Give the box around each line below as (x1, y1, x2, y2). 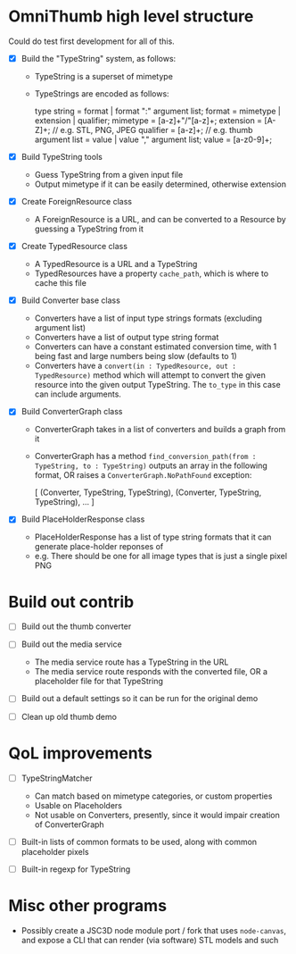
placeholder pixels (21, 846, 90, 857)
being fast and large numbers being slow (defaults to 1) (34, 351, 237, 362)
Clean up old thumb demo (21, 711, 118, 722)
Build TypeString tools (21, 152, 103, 162)
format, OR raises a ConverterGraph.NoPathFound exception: (34, 470, 252, 481)
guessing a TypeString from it (34, 223, 144, 234)
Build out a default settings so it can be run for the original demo (21, 693, 259, 704)
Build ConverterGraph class (21, 406, 123, 417)
